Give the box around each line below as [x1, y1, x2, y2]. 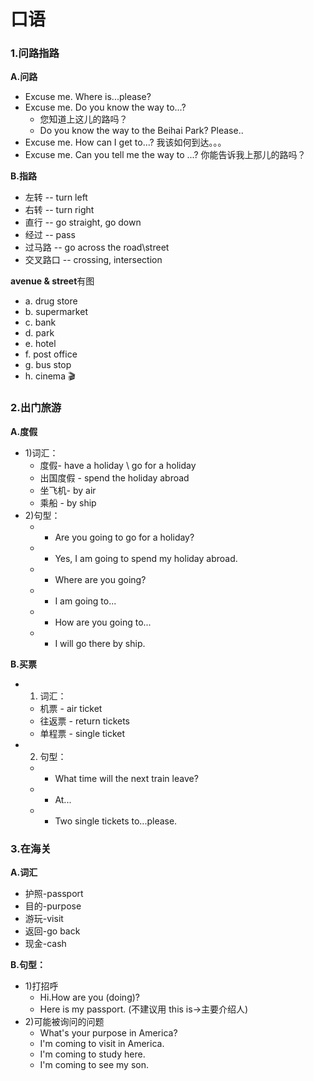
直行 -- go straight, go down [24, 216, 142, 229]
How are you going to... [54, 616, 152, 628]
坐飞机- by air [39, 484, 97, 496]
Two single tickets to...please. [54, 815, 178, 827]
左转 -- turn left [24, 191, 88, 204]
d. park [24, 327, 55, 339]
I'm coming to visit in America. [39, 1038, 165, 1050]
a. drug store [24, 295, 78, 307]
